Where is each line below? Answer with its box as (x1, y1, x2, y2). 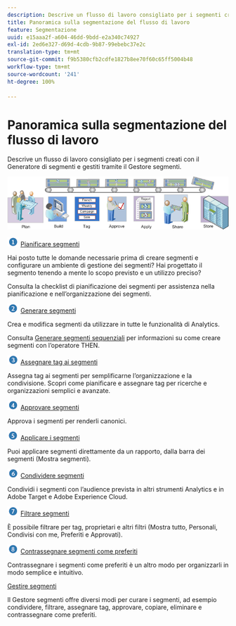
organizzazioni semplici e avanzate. (7, 387, 111, 395)
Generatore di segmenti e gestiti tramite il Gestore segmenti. (7, 163, 182, 171)
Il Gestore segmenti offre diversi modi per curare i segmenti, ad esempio (7, 596, 217, 604)
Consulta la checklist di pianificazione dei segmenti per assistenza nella (7, 282, 216, 291)
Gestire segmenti (7, 582, 57, 591)
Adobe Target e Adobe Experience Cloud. (7, 493, 128, 501)
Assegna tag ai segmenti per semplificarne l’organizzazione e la (7, 372, 192, 380)
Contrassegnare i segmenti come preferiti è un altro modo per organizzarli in (7, 561, 229, 570)
